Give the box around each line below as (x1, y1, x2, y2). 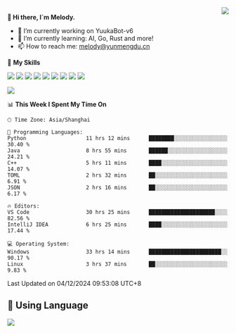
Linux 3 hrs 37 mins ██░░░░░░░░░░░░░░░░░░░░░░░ (7, 260, 228, 268)
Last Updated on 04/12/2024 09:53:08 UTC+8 (7, 279, 142, 287)
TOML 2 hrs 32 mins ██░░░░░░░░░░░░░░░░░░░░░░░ (7, 172, 228, 179)
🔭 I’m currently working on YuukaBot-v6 (17, 27, 133, 34)
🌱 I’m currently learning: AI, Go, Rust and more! (17, 34, 154, 42)
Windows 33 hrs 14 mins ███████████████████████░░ (7, 249, 228, 256)
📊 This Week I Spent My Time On (7, 100, 107, 108)
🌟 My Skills (7, 58, 41, 66)
